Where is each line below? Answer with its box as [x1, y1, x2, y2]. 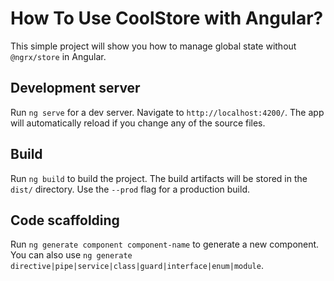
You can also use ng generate [10, 249, 133, 261]
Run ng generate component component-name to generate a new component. [10, 238, 320, 251]
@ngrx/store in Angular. [10, 50, 107, 62]
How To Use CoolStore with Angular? [10, 7, 324, 30]
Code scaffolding [10, 212, 120, 229]
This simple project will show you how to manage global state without [10, 40, 297, 52]
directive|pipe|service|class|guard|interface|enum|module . [10, 260, 264, 272]
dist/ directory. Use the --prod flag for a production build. [10, 183, 250, 195]
